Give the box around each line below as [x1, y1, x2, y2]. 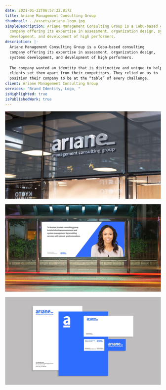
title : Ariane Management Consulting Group [5, 13, 96, 18]
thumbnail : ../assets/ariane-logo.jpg [5, 18, 85, 23]
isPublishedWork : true [5, 97, 52, 101]
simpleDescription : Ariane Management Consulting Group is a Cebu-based [5, 24, 158, 29]
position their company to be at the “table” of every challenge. [9, 76, 149, 81]
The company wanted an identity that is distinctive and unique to [9, 65, 152, 70]
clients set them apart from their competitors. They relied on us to [9, 71, 158, 76]
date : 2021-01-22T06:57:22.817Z [5, 8, 72, 13]
